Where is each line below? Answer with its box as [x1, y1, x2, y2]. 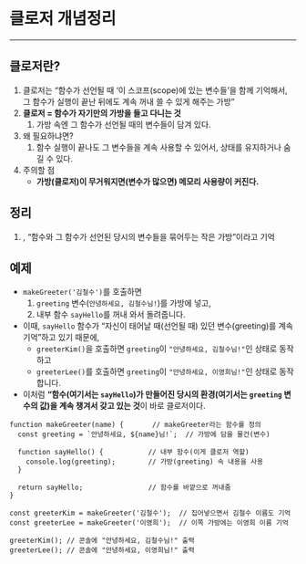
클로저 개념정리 [9, 8, 117, 29]
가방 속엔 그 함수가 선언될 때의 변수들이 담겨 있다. [36, 119, 211, 130]
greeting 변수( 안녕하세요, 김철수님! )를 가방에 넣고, [36, 298, 211, 308]
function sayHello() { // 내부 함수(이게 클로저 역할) [17, 448, 250, 457]
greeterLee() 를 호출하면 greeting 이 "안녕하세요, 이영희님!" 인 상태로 [36, 366, 278, 377]
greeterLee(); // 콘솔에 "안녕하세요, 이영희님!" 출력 [9, 546, 195, 555]
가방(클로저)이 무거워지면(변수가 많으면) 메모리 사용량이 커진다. [36, 175, 260, 187]
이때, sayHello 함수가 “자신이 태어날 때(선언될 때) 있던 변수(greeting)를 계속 [22, 320, 294, 331]
